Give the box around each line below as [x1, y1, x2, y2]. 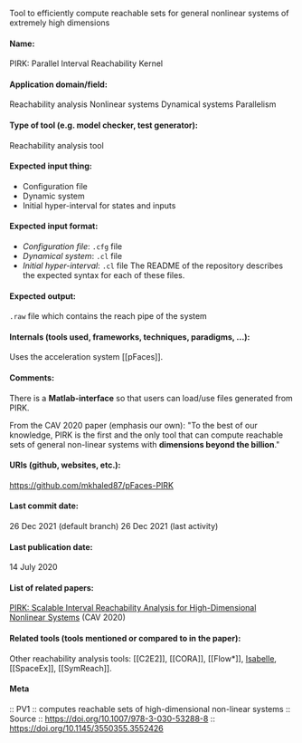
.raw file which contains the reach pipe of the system [9, 311, 208, 322]
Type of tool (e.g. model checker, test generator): [9, 120, 199, 130]
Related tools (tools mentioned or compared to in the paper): [9, 633, 241, 644]
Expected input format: [9, 221, 99, 232]
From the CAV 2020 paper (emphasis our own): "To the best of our [9, 420, 258, 430]
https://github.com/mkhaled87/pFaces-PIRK [9, 479, 175, 490]
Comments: [9, 372, 55, 383]
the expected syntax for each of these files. [22, 270, 185, 281]
